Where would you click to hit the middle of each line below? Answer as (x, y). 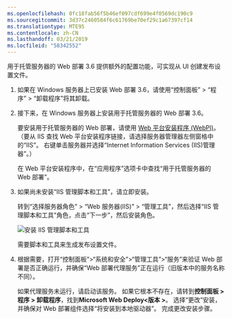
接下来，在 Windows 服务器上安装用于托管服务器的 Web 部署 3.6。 (112, 113)
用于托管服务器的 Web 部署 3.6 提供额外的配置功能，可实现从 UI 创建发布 (111, 66)
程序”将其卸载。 (71, 98)
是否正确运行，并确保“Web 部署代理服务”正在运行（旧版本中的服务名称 (124, 268)
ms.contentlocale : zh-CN (43, 33)
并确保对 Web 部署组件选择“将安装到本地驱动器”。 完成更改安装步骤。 (116, 308)
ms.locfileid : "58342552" (44, 46)
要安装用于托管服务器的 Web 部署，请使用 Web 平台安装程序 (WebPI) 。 (118, 128)
